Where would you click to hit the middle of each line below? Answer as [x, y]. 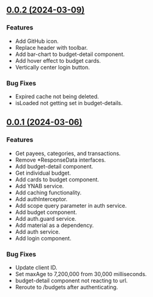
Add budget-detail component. [54, 166]
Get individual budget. [43, 173]
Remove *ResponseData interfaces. [60, 160]
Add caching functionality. [48, 192]
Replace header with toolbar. [51, 47]
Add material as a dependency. [54, 225]
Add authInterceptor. [41, 199]
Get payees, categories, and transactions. [68, 153]
